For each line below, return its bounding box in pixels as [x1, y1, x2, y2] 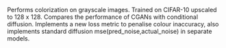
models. [7, 34, 30, 43]
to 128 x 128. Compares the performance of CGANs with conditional [7, 13, 199, 21]
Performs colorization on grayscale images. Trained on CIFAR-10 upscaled [7, 6, 217, 14]
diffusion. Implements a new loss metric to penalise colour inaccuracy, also [7, 20, 219, 28]
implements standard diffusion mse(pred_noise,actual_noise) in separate [7, 27, 212, 35]
